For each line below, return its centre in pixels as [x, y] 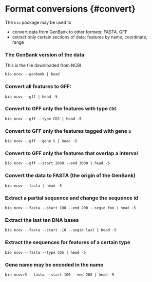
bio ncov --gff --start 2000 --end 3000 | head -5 [57, 163]
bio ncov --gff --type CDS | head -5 [43, 119]
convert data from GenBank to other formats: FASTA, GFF [70, 32]
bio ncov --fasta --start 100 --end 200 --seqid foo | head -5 [71, 208]
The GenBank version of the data [45, 54]
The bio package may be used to [38, 22]
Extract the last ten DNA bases [42, 220]
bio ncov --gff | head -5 [31, 97]
